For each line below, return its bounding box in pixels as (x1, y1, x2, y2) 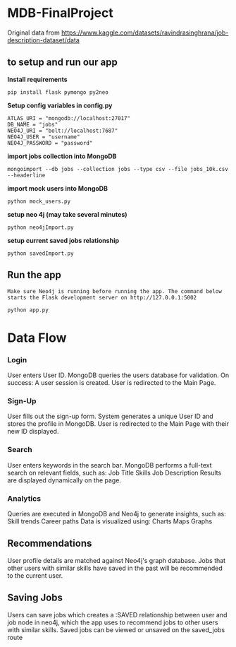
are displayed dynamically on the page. (7, 475, 122, 485)
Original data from (7, 28, 60, 37)
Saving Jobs (7, 592, 63, 604)
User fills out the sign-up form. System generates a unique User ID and (7, 412, 213, 421)
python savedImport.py (7, 249, 74, 257)
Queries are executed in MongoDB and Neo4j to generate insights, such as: (7, 509, 227, 518)
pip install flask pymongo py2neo (7, 88, 109, 96)
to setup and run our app (7, 57, 118, 69)
